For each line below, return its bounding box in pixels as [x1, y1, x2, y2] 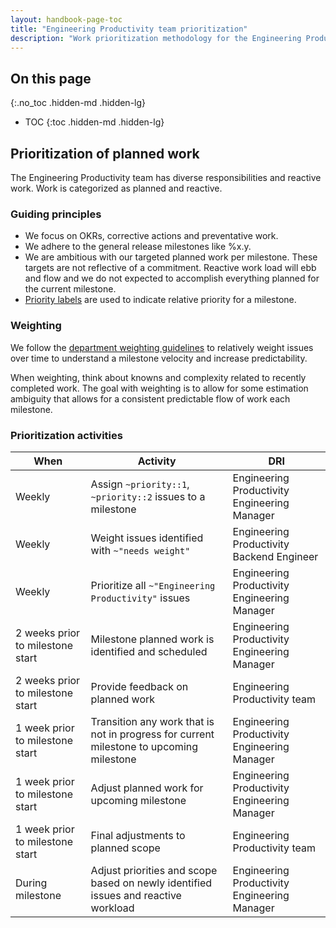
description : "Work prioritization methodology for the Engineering [10, 33, 302, 43]
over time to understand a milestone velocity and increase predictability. [10, 352, 308, 364]
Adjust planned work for [90, 781, 204, 795]
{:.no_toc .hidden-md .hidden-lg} [10, 97, 147, 109]
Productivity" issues [90, 591, 191, 605]
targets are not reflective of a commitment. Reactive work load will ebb [24, 262, 317, 274]
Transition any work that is [90, 714, 215, 728]
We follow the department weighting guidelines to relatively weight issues [10, 341, 314, 353]
